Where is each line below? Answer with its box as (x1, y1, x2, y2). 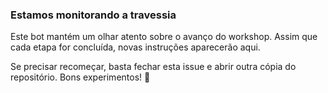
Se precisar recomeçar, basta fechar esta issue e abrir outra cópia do (10, 61, 297, 73)
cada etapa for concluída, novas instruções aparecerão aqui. (10, 41, 261, 53)
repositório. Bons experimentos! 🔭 (10, 71, 151, 83)
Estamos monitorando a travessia (10, 8, 177, 22)
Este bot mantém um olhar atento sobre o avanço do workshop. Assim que (10, 31, 318, 43)
